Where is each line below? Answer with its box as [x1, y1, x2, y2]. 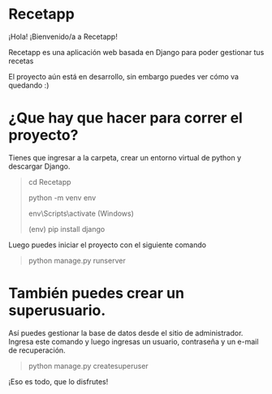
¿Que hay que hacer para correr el [8, 109, 244, 127]
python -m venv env [28, 192, 96, 203]
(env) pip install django [28, 224, 106, 233]
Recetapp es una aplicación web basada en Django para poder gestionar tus [8, 47, 265, 57]
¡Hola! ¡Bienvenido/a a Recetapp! [8, 32, 118, 41]
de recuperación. [8, 345, 67, 355]
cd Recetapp [28, 177, 71, 186]
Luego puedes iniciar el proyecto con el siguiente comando [8, 240, 207, 250]
